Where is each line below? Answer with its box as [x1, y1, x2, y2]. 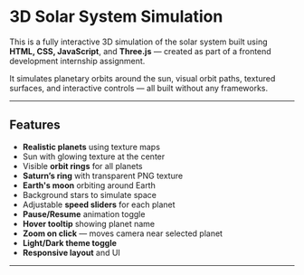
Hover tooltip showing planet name [22, 218, 156, 229]
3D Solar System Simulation [9, 6, 223, 27]
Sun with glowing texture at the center [22, 151, 166, 162]
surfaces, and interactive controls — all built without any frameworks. [9, 82, 269, 93]
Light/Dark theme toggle [22, 237, 118, 248]
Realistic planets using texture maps [22, 141, 161, 152]
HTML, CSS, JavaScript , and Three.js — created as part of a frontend [9, 45, 271, 56]
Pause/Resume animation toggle [22, 208, 146, 219]
